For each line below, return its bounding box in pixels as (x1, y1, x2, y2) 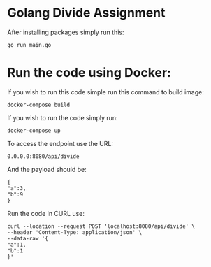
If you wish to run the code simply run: (7, 113, 118, 122)
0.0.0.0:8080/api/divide (7, 152, 80, 160)
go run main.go (7, 41, 52, 48)
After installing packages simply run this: (7, 28, 124, 36)
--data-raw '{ (7, 235, 49, 242)
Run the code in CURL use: (7, 209, 85, 217)
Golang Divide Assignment (7, 5, 166, 21)
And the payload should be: (7, 165, 87, 173)
